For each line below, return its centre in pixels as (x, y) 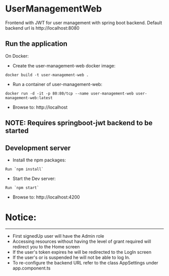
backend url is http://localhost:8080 (42, 28)
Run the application (36, 44)
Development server (38, 148)
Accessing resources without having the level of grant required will (82, 241)
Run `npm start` (22, 188)
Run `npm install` (24, 169)
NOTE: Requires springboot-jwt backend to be (79, 123)
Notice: (21, 217)
